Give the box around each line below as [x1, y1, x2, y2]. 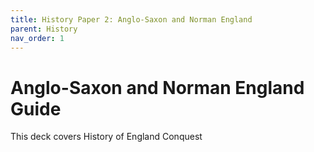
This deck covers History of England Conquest [10, 131, 203, 143]
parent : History [10, 24, 78, 34]
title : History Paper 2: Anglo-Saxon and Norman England [10, 14, 253, 25]
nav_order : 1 [10, 33, 65, 43]
